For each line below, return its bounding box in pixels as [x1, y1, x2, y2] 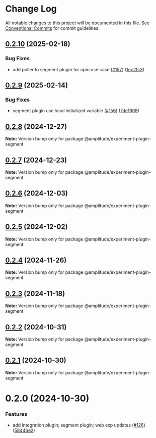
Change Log [5, 3, 57, 15]
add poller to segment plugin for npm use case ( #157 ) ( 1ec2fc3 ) [12, 66, 145, 72]
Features [5, 410, 28, 417]
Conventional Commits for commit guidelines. [5, 25, 100, 31]
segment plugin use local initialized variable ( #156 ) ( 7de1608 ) [12, 108, 139, 114]
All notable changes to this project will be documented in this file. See [5, 20, 150, 26]
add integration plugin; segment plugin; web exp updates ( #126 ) [12, 422, 146, 428]
